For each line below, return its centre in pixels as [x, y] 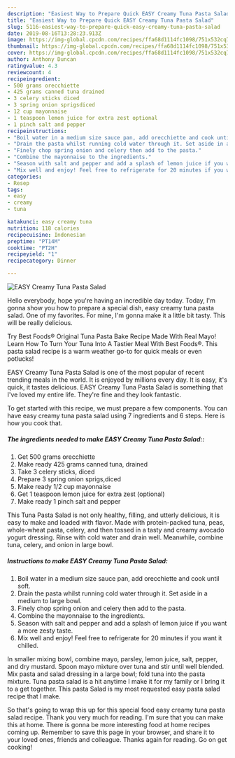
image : [17, 40]
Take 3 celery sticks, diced [56, 471]
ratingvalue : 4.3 [33, 66]
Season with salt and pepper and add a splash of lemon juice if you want [122, 623]
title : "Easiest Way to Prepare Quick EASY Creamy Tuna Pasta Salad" [111, 20]
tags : [15, 190]
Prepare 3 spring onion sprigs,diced [69, 479]
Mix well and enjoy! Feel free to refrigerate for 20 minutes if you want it [120, 638]
